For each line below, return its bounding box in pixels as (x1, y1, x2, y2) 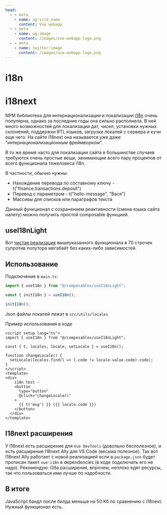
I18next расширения (5, 429, 73, 438)
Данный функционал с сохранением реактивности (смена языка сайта (5, 206, 160, 212)
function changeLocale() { (5, 353, 62, 358)
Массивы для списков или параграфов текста (12, 196, 113, 202)
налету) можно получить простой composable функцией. (5, 211, 129, 217)
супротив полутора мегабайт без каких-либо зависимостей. (5, 245, 137, 251)
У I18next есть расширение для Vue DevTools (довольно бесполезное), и (5, 443, 161, 449)
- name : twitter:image (14, 45, 62, 50)
